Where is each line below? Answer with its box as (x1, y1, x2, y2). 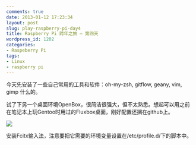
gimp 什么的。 (6, 89, 41, 96)
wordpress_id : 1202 (6, 36, 55, 42)
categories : (6, 42, 36, 48)
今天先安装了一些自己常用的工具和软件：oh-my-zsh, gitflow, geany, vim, (6, 81, 182, 88)
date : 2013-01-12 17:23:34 (6, 14, 73, 20)
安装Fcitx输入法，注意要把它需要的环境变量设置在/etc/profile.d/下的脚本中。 (6, 132, 192, 140)
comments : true (6, 8, 44, 15)
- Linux (6, 58, 26, 64)
